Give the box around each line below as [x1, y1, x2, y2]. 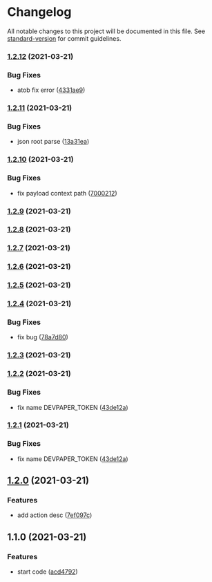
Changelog [7, 4, 72, 20]
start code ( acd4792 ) [17, 567, 78, 576]
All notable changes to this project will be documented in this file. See [7, 27, 206, 35]
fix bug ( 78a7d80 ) [17, 333, 69, 341]
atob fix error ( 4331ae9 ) [17, 86, 86, 94]
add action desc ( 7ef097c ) [17, 511, 93, 519]
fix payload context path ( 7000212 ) [17, 189, 117, 197]
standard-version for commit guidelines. [7, 34, 122, 42]
